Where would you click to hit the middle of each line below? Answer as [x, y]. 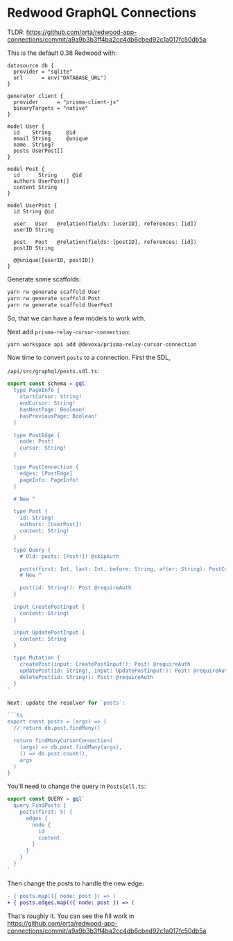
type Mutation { [37, 658]
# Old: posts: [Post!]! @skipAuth [69, 556]
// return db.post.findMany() [57, 728]
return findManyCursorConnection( [63, 741]
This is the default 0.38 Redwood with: [62, 53]
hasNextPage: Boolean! [52, 409]
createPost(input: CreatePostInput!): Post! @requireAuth [105, 664]
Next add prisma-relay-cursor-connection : [69, 332]
